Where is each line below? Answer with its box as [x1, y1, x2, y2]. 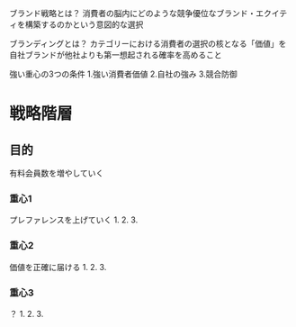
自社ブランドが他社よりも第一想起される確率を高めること [9, 50, 222, 60]
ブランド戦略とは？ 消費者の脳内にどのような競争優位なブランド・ [9, 8, 256, 18]
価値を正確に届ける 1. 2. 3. [9, 261, 107, 272]
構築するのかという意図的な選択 [24, 19, 144, 30]
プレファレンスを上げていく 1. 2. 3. [9, 214, 139, 225]
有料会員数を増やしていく [9, 168, 104, 178]
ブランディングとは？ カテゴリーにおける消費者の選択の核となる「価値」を [9, 39, 287, 49]
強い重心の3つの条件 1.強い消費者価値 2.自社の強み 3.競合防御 [9, 68, 238, 79]
